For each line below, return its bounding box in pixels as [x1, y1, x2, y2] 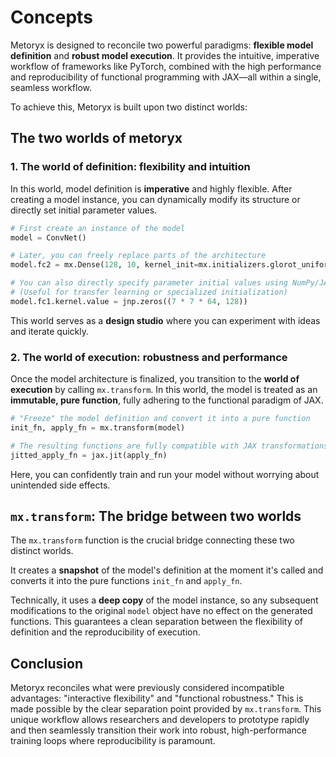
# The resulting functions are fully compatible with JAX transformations [10, 441, 329, 451]
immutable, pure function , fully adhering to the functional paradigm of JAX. [10, 394, 324, 406]
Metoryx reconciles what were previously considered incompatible [10, 682, 285, 694]
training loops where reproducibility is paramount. [10, 735, 216, 747]
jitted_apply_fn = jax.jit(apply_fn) [10, 450, 168, 460]
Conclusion [10, 655, 84, 672]
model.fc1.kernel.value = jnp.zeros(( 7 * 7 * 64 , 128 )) [10, 296, 248, 306]
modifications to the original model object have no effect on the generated [10, 605, 313, 617]
